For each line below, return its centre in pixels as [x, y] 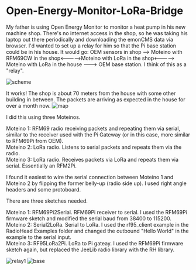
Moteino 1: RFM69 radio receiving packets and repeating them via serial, [93, 128]
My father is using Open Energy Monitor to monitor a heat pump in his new [96, 27]
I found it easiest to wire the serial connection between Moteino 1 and [90, 177]
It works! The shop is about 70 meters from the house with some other [91, 93]
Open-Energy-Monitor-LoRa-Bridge [94, 11]
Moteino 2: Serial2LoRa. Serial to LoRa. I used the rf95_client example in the [97, 224]
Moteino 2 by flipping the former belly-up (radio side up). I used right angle [97, 183]
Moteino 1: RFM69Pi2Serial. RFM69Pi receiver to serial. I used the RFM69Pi [97, 212]
